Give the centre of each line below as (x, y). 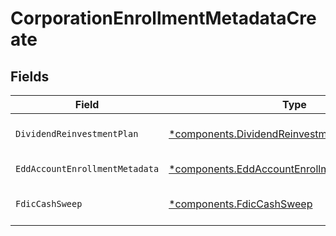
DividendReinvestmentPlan (77, 133)
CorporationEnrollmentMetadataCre (163, 18)
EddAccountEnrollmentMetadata (87, 168)
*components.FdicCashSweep (240, 204)
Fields (30, 76)
